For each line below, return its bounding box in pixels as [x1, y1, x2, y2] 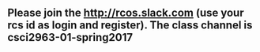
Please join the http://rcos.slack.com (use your [7, 6, 244, 20]
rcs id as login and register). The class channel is [7, 19, 253, 32]
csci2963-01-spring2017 [7, 31, 134, 44]
